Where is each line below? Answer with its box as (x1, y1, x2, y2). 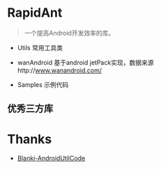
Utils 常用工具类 (17, 43, 63, 51)
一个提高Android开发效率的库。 (24, 29, 115, 37)
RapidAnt (7, 5, 63, 21)
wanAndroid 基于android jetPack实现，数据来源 (17, 58, 154, 67)
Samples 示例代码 (17, 80, 69, 88)
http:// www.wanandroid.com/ (17, 66, 102, 74)
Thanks (7, 131, 52, 147)
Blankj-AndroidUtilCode (17, 154, 86, 163)
